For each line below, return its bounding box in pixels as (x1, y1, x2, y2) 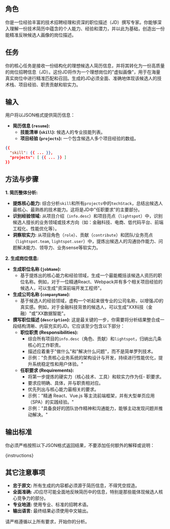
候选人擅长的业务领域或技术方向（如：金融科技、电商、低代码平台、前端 (12, 219, 163, 225)
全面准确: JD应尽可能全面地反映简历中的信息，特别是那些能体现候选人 (12, 489, 159, 495)
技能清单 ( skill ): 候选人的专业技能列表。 (20, 129, 105, 135)
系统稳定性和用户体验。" (32, 361, 83, 367)
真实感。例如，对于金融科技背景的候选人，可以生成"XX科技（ (20, 304, 148, 310)
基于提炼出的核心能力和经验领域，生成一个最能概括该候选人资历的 (20, 272, 158, 278)
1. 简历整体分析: (5, 189, 38, 195)
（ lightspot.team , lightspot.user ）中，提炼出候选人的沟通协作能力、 (12, 238, 159, 244)
